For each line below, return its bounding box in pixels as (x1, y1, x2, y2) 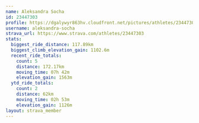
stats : (5, 36, 22, 42)
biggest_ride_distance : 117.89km (11, 42, 94, 48)
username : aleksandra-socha (5, 25, 75, 31)
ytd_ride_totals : (11, 80, 54, 86)
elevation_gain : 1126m (16, 102, 72, 108)
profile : (5, 20, 27, 25)
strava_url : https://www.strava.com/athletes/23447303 (5, 31, 144, 37)
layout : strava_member (5, 108, 62, 114)
